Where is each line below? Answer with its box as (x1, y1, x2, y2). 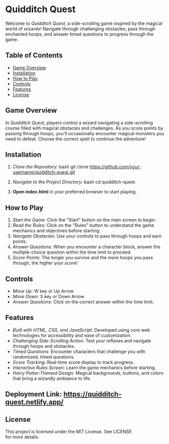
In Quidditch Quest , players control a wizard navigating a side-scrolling (5, 119, 153, 126)
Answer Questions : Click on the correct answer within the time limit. (12, 299, 154, 305)
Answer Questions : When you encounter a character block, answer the (12, 244, 160, 250)
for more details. (5, 434, 39, 440)
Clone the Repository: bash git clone (12, 164, 89, 170)
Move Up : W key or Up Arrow (12, 288, 74, 294)
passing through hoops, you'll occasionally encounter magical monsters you (5, 130, 164, 136)
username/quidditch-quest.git (12, 169, 75, 175)
